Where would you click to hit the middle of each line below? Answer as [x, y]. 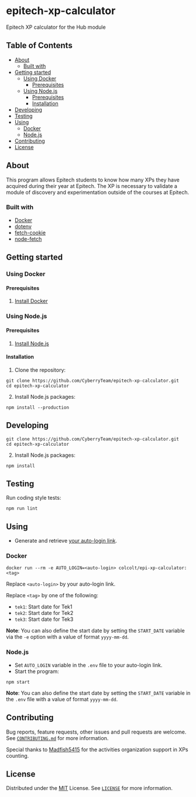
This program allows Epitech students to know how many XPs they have [93, 180]
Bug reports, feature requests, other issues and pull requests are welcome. [96, 732]
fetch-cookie [30, 233]
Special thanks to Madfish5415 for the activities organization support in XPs [97, 749]
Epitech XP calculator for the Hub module [56, 27]
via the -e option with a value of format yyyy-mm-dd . [68, 637]
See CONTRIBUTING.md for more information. [57, 738]
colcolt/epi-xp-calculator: [153, 568]
